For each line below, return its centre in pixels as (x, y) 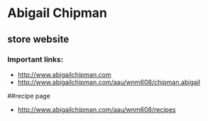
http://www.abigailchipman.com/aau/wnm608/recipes (97, 109)
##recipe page (29, 96)
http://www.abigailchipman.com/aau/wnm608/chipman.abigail (109, 82)
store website (38, 39)
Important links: (35, 59)
